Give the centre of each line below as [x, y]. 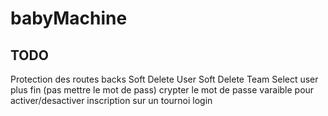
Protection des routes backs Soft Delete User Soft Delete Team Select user [164, 79]
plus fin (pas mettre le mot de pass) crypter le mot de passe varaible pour [162, 90]
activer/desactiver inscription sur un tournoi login [111, 100]
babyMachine [69, 18]
